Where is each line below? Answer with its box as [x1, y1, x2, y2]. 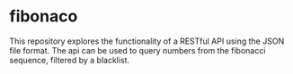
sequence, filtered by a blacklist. [9, 54, 130, 65]
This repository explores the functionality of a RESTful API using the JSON [9, 36, 285, 46]
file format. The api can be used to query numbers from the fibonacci [9, 45, 266, 55]
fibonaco [9, 6, 78, 27]
